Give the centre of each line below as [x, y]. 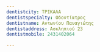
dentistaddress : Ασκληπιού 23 [45, 29]
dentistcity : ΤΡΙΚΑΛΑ [34, 12]
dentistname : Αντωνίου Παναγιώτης [50, 23]
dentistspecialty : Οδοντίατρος [46, 18]
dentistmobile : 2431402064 [41, 34]
